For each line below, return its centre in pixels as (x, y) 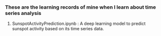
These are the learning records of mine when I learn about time (80, 7)
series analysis (23, 13)
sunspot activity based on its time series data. (58, 29)
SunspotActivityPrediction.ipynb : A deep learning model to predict (79, 24)
